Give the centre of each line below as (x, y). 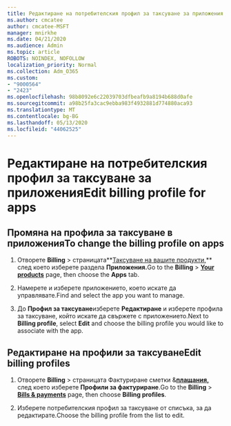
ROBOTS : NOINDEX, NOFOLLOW (46, 59)
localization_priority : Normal (52, 65)
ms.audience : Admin (35, 46)
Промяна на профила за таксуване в (90, 232)
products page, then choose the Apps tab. (78, 275)
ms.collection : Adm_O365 (43, 71)
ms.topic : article (33, 52)
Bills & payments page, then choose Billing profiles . (92, 395)
